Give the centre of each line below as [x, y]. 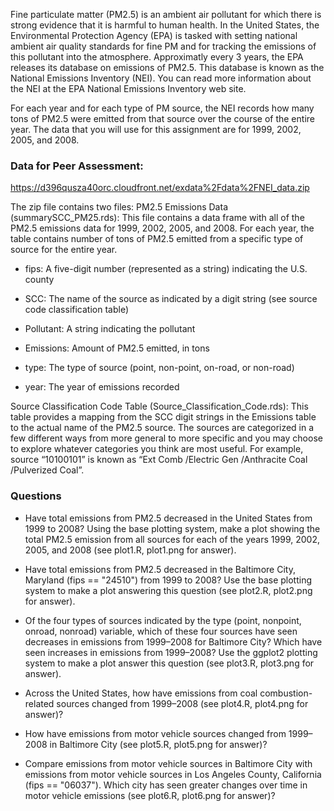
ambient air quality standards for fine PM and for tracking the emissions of [163, 46]
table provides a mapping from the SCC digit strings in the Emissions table [163, 417]
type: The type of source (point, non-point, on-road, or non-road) [159, 368]
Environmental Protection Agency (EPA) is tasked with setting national [154, 35]
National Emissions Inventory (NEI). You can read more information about [161, 78]
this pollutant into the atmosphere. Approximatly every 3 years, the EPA [157, 57]
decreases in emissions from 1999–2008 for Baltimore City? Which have [173, 641]
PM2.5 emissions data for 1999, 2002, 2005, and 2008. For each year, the [162, 228]
